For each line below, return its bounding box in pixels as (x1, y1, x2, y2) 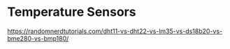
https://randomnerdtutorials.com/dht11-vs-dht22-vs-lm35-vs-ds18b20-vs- (7, 27, 223, 35)
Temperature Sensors (7, 4, 136, 20)
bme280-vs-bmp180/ (7, 34, 69, 42)
